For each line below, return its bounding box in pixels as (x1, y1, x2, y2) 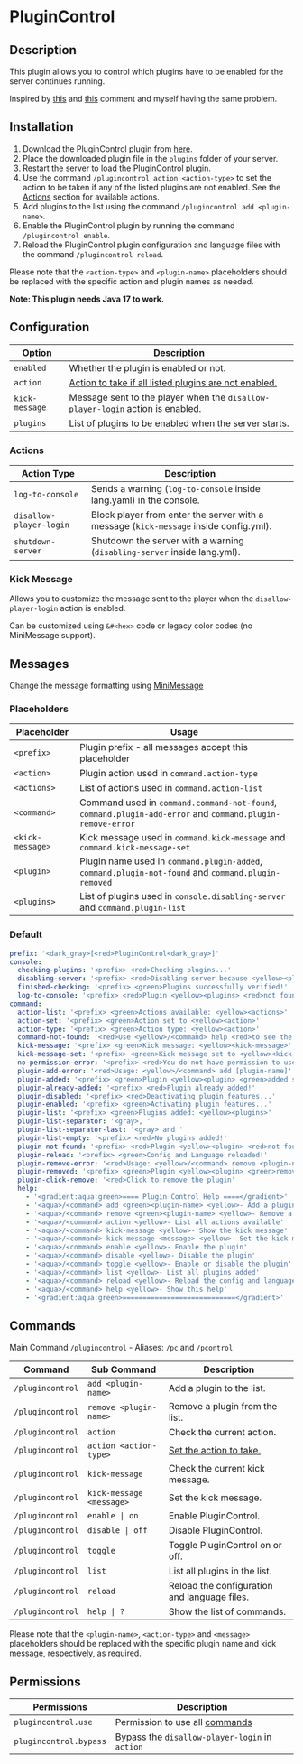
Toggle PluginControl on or (168, 1539, 282, 1552)
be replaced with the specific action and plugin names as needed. (9, 275, 254, 286)
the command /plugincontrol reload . (22, 248, 164, 259)
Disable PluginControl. (168, 1524, 263, 1537)
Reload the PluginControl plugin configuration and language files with (22, 239, 281, 250)
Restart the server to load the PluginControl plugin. (22, 162, 212, 173)
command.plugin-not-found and (79, 867, 209, 879)
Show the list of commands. (168, 1605, 287, 1618)
